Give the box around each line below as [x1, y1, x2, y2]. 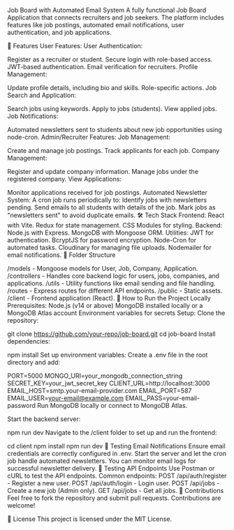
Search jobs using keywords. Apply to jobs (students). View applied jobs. [7, 105, 218, 112]
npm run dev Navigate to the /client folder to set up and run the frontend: [7, 429, 217, 436]
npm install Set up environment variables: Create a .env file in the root [7, 351, 208, 359]
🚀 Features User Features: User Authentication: [7, 42, 143, 50]
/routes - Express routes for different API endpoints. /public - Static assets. [7, 286, 223, 295]
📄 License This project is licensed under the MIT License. [7, 515, 173, 523]
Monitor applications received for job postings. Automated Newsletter [7, 189, 208, 196]
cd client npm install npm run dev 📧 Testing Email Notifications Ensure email [7, 442, 226, 450]
